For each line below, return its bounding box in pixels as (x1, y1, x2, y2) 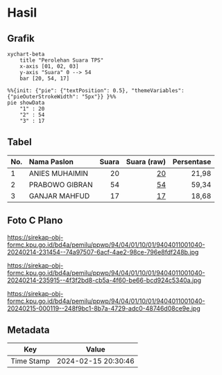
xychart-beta (7, 51, 45, 58)
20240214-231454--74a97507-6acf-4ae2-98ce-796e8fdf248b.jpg (7, 247, 199, 256)
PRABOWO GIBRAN (28, 180, 93, 189)
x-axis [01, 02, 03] (19, 63, 79, 70)
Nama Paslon (28, 157, 74, 166)
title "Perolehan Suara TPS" (19, 57, 104, 64)
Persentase (172, 157, 212, 166)
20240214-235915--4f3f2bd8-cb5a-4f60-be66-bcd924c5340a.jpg (7, 276, 202, 284)
